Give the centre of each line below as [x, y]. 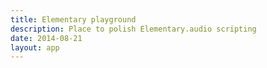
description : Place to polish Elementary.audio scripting [133, 29]
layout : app [35, 47]
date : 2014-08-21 [46, 38]
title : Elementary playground [73, 19]
